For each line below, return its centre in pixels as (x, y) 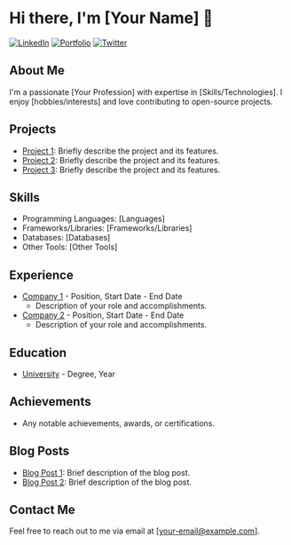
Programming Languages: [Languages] (94, 219)
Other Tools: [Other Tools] (70, 247)
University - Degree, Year (68, 374)
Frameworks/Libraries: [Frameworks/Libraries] (107, 228)
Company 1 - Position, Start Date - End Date (102, 296)
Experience (41, 275)
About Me (37, 71)
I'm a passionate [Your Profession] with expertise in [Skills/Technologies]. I (146, 91)
